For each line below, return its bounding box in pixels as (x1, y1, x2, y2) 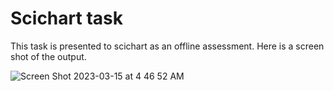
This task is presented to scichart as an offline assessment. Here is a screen (10, 40, 325, 52)
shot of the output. (10, 50, 87, 62)
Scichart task (10, 7, 123, 30)
